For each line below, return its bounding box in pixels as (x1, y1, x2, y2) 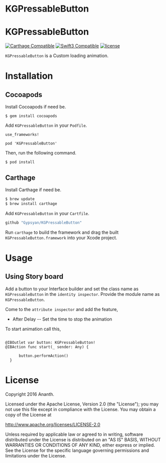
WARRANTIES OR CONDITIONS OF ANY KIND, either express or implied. (5, 442, 155, 448)
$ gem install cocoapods (5, 114, 57, 119)
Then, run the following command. (5, 150, 76, 156)
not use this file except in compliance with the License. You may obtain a (5, 406, 156, 412)
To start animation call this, (5, 326, 61, 332)
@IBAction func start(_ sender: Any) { (5, 344, 89, 349)
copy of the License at (5, 411, 52, 418)
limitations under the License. (5, 452, 66, 458)
